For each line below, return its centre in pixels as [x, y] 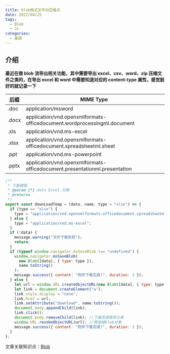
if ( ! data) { [24, 233]
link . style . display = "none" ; [46, 294]
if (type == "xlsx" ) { [34, 209]
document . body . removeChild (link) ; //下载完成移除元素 [69, 317]
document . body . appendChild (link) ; [51, 308]
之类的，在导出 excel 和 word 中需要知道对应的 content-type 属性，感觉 [85, 80]
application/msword [50, 109]
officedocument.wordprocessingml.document [80, 123]
